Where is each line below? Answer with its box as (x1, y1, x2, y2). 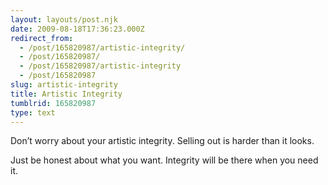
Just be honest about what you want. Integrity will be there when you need (10, 154, 319, 166)
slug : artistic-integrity (10, 80, 118, 90)
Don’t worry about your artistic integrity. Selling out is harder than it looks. (10, 135, 315, 147)
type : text (10, 107, 56, 118)
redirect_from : (10, 33, 74, 43)
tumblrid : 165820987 (10, 98, 97, 108)
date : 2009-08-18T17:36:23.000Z (10, 24, 145, 34)
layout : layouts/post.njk (10, 14, 118, 25)
